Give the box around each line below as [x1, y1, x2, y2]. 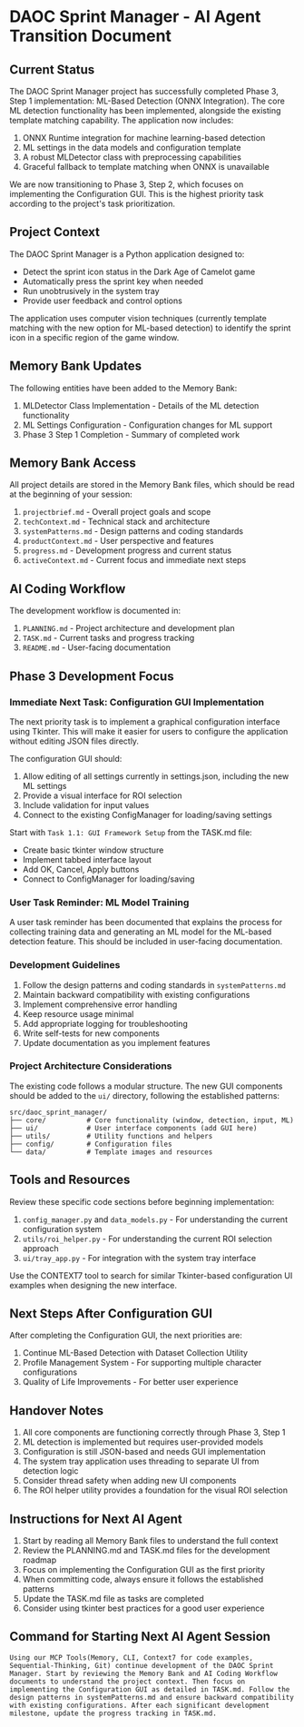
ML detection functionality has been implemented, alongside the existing [9, 105, 281, 115]
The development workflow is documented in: [9, 606, 181, 617]
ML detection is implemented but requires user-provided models [22, 1436, 264, 1447]
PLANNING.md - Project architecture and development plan [22, 623, 235, 634]
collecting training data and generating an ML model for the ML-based [9, 926, 272, 937]
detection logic [22, 1465, 79, 1476]
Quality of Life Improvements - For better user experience [22, 1377, 239, 1387]
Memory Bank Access [9, 456, 136, 471]
